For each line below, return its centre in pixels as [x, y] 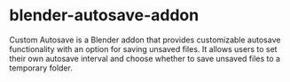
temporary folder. [41, 68]
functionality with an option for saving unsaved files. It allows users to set [143, 48]
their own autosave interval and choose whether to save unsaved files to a [145, 58]
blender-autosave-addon [104, 15]
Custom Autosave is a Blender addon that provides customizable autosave [145, 40]
